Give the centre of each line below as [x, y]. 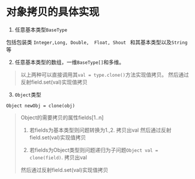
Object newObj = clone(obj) [41, 106]
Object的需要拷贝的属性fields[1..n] [62, 117]
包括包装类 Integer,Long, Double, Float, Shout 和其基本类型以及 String [97, 42]
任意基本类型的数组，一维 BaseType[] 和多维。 [69, 62]
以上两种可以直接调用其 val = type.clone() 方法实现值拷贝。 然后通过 [105, 74]
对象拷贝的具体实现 [53, 12]
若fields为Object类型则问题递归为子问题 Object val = [94, 150]
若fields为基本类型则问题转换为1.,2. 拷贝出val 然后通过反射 [100, 130]
